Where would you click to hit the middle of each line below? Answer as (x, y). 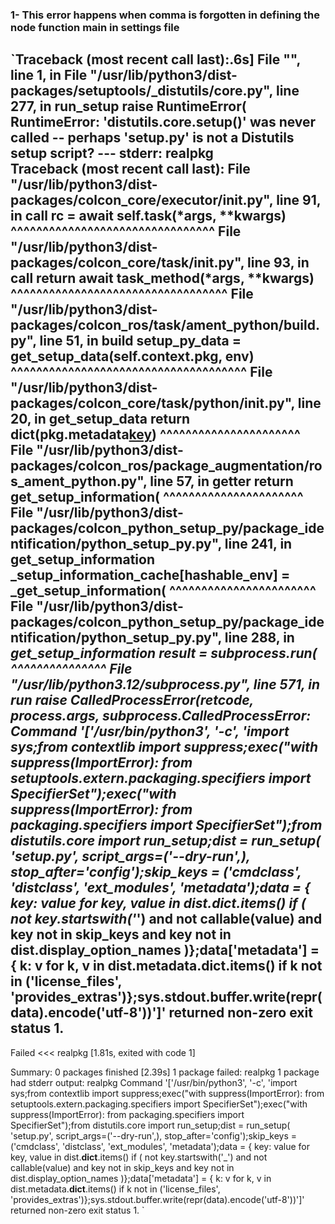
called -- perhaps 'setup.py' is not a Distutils (152, 138)
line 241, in (258, 544)
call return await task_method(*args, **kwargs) (162, 278)
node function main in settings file (95, 27)
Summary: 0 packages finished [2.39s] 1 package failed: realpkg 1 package (165, 1072)
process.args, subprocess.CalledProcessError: (161, 716)
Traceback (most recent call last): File (130, 169)
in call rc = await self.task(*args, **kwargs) (148, 216)
